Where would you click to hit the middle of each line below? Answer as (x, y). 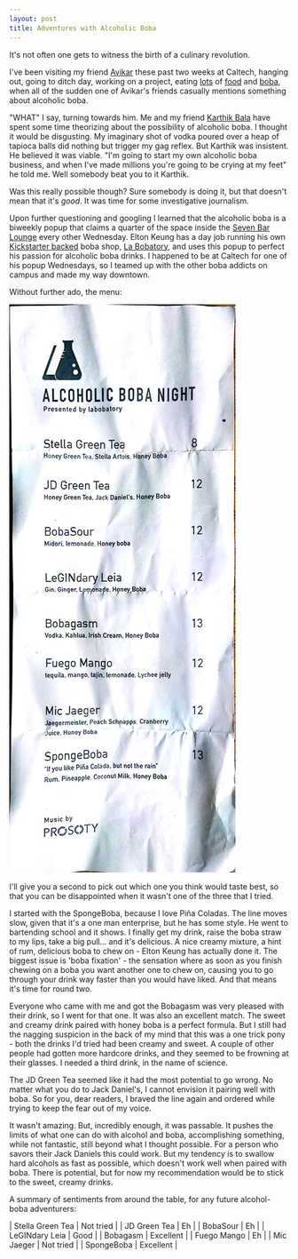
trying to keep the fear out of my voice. (81, 1108)
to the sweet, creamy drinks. (61, 1182)
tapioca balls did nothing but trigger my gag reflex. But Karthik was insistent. (149, 146)
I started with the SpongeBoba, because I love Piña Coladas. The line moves (149, 913)
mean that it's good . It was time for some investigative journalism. (129, 201)
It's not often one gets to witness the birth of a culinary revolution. (130, 54)
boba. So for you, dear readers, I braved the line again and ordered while (142, 1098)
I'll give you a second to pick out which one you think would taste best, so (144, 886)
